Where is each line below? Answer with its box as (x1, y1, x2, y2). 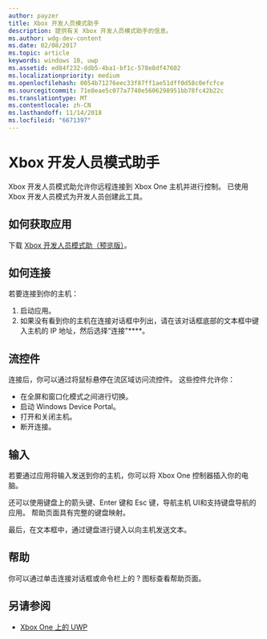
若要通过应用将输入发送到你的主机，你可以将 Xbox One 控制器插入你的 (8, 471, 242, 481)
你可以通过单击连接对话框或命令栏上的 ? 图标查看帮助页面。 (8, 573, 206, 583)
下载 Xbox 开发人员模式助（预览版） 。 (8, 240, 131, 250)
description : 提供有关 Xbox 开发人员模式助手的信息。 (8, 27, 172, 35)
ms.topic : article (8, 49, 70, 57)
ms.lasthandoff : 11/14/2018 (8, 109, 103, 117)
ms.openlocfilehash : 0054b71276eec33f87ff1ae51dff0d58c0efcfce (8, 79, 225, 87)
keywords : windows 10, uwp (8, 57, 99, 65)
